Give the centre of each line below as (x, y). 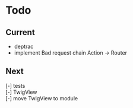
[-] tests (15, 85)
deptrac (24, 46)
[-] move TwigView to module (42, 98)
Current (20, 32)
